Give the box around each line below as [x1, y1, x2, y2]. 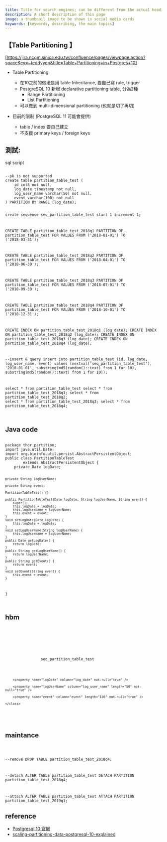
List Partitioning [27, 97, 60, 103]
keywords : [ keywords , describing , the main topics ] [5, 21, 114, 26]
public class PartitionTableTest [5, 455, 75, 461]
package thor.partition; [5, 442, 57, 447]
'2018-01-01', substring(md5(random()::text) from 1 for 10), [5, 366, 137, 371]
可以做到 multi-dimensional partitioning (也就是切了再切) [19, 103, 135, 109]
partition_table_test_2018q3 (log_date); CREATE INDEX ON [5, 336, 128, 341]
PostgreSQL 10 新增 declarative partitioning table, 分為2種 [19, 86, 138, 92]
